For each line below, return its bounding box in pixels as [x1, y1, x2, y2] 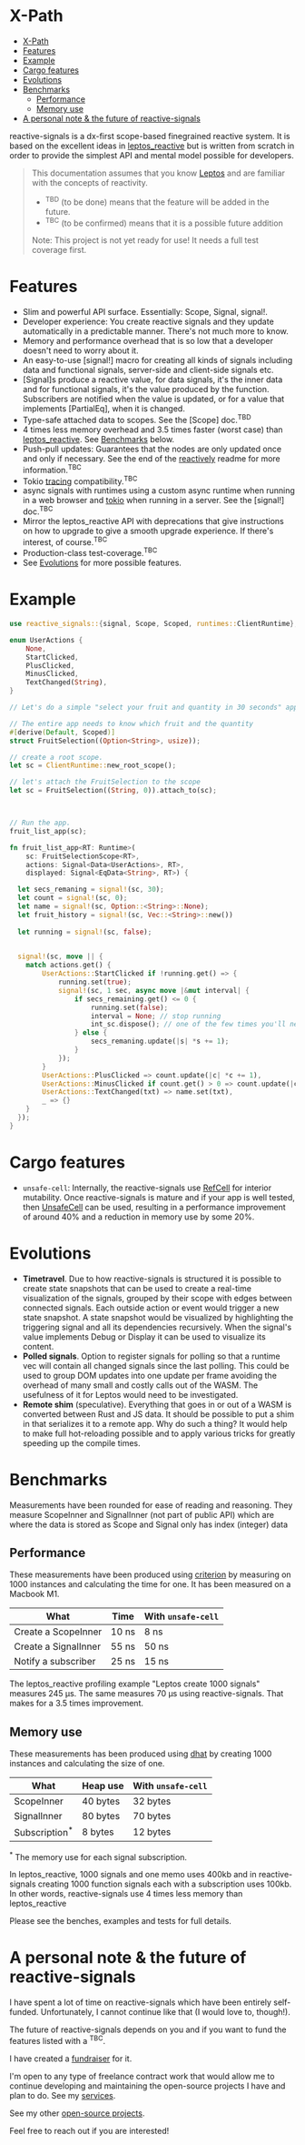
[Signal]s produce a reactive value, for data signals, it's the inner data [22, 374, 283, 385]
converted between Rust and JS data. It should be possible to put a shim [22, 1408, 295, 1420]
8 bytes [81, 1826, 115, 1838]
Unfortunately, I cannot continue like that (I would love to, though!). [40, 2007, 290, 2018]
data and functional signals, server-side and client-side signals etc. [22, 365, 274, 376]
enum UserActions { [9, 635, 84, 644]
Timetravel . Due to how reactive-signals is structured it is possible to [22, 1273, 281, 1284]
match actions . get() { [25, 961, 112, 970]
